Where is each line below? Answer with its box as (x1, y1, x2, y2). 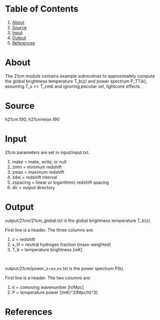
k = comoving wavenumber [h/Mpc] (12, 284, 84, 290)
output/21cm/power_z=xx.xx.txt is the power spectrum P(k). (5, 265, 125, 271)
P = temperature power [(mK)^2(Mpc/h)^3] (12, 289, 98, 295)
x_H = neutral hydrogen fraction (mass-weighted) (12, 241, 112, 247)
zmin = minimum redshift (12, 164, 62, 170)
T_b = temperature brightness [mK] (12, 246, 83, 253)
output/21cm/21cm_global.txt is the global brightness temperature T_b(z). (5, 217, 151, 224)
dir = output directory (12, 184, 55, 190)
